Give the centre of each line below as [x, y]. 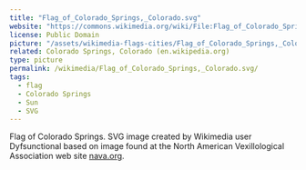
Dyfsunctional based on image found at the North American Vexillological [147, 146]
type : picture [36, 60]
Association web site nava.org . [67, 156]
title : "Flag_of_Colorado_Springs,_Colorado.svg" [106, 18]
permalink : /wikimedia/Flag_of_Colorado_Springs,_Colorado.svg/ [134, 69]
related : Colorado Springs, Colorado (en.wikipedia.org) [120, 52]
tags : [20, 77]
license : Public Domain [55, 35]
